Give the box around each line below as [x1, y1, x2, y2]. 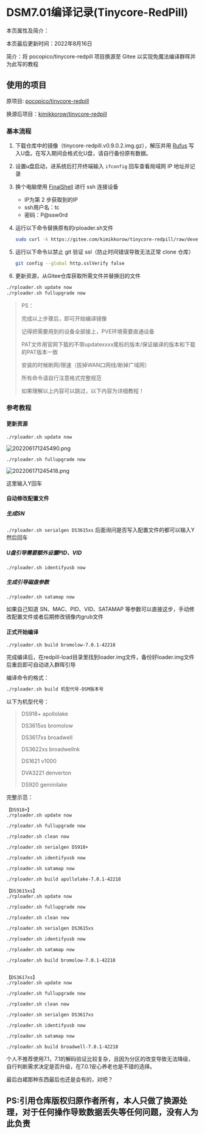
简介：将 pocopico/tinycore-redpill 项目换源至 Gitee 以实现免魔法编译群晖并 [6, 52, 196, 60]
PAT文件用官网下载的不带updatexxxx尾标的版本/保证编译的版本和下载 [21, 341, 196, 348]
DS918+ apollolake [21, 711, 68, 718]
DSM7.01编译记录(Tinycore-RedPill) [6, 5, 189, 19]
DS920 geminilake [21, 781, 68, 788]
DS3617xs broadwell [21, 734, 73, 741]
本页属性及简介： [6, 27, 49, 34]
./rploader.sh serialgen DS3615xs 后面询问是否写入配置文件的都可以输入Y [6, 526, 195, 534]
